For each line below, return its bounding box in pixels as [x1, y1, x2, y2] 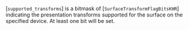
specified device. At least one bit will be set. [5, 18, 115, 24]
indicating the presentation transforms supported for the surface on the [5, 11, 183, 18]
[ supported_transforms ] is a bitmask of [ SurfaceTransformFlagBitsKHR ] [5, 5, 179, 12]
